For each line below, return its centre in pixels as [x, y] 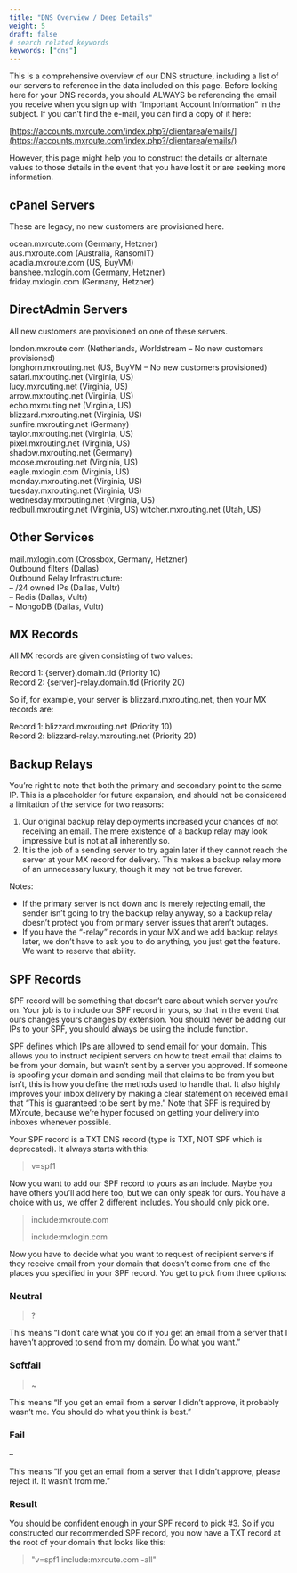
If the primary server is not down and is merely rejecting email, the [144, 904]
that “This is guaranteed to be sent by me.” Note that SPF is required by [140, 1103]
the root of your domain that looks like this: [88, 1543]
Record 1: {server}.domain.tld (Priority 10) [85, 673]
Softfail [25, 1365]
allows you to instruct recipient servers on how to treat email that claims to [145, 1056]
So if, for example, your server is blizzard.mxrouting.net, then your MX [138, 700]
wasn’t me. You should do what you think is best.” [100, 1412]
